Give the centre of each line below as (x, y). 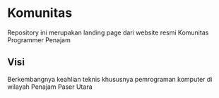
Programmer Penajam (39, 39)
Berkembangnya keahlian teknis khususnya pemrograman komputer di (110, 79)
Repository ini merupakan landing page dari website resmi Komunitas (108, 32)
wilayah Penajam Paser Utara (50, 87)
